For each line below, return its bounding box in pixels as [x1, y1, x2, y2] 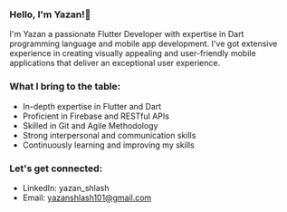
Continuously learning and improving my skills [22, 140, 195, 150]
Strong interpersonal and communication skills [22, 130, 196, 140]
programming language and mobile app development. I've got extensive [9, 38, 278, 49]
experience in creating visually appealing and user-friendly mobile [9, 48, 256, 59]
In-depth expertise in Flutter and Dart [22, 101, 162, 111]
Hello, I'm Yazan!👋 [9, 8, 91, 21]
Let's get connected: [9, 162, 103, 175]
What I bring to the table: [9, 81, 120, 93]
